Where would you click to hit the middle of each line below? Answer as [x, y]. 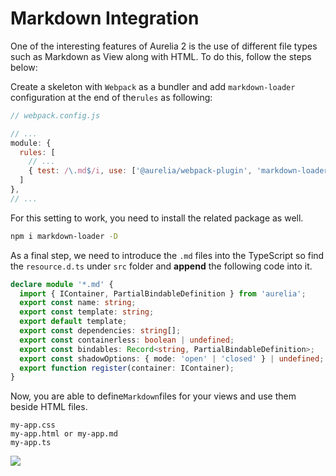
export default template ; [73, 322]
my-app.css [33, 425]
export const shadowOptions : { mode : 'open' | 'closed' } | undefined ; [172, 358]
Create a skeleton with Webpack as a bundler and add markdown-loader [153, 86]
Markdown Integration [105, 18]
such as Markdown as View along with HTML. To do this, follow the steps [161, 56]
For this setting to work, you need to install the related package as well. [157, 218]
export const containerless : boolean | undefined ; [127, 340]
